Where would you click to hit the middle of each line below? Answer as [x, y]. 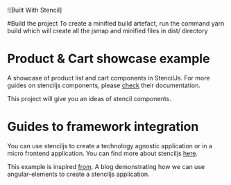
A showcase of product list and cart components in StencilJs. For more [109, 78]
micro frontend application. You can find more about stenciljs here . [103, 153]
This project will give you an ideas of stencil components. [89, 98]
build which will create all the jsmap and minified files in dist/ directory [108, 31]
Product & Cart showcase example [109, 59]
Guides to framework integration [103, 127]
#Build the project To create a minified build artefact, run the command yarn [116, 23]
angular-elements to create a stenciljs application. [79, 174]
